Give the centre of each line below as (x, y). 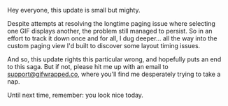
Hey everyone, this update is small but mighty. (74, 10)
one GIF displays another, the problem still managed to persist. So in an (110, 31)
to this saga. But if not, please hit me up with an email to (88, 67)
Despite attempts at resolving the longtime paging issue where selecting (111, 23)
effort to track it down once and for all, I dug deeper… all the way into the (112, 38)
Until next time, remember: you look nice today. (75, 95)
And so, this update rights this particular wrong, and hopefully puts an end (114, 59)
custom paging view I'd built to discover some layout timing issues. (104, 46)
